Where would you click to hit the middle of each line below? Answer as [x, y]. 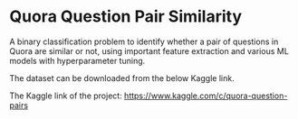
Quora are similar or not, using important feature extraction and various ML [149, 50]
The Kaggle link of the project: [66, 96]
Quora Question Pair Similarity [126, 17]
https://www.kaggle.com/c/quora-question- [206, 96]
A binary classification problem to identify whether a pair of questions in [144, 41]
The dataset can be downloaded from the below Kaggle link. [122, 78]
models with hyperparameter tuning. [77, 60]
